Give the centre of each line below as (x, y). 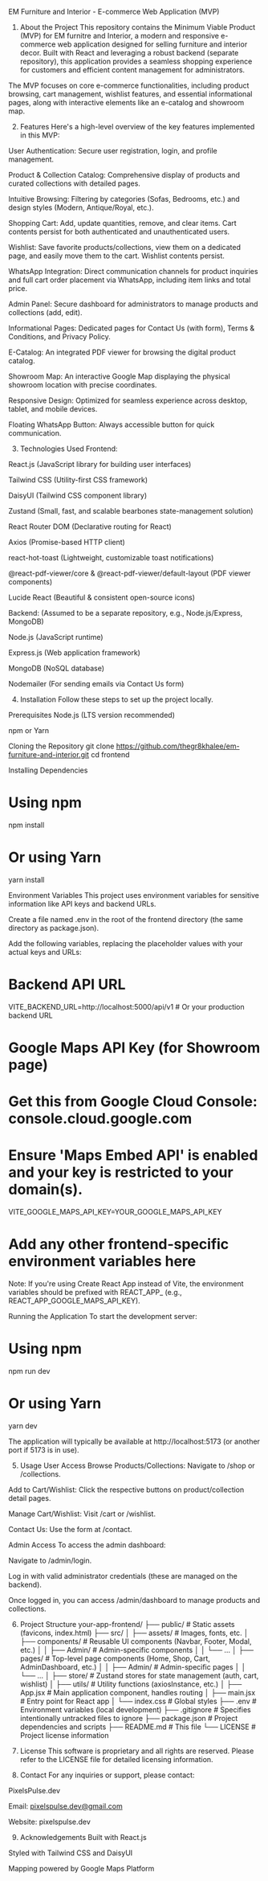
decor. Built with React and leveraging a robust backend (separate (129, 53)
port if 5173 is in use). (44, 1449)
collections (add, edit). (45, 312)
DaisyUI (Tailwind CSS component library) (78, 495)
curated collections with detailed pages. (74, 183)
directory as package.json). (53, 928)
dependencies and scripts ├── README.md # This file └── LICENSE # (138, 1727)
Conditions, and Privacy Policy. (59, 336)
